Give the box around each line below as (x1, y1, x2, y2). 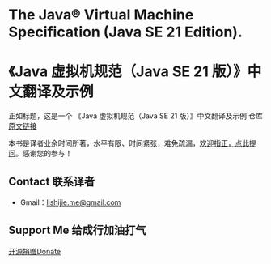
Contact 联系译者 (8, 174, 95, 188)
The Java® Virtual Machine (8, 6, 194, 24)
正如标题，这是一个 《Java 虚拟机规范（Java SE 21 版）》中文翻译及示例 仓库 (8, 111, 263, 121)
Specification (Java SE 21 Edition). (8, 23, 243, 41)
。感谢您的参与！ (15, 148, 73, 159)
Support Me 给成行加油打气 (8, 224, 146, 237)
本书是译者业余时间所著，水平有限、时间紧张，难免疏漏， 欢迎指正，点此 (8, 138, 249, 148)
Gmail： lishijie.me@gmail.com (19, 197, 121, 207)
